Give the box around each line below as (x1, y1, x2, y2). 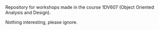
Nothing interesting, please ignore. (5, 19, 78, 25)
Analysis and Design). (5, 9, 51, 15)
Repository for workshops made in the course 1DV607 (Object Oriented (5, 4, 154, 10)
